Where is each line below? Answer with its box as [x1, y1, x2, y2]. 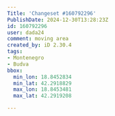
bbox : [7, 67, 23, 74]
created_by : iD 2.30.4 [7, 42, 72, 48]
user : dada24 [7, 29, 44, 36]
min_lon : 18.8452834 [13, 73, 72, 81]
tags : [7, 48, 23, 55]
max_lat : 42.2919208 [13, 93, 72, 100]
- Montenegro [7, 55, 44, 61]
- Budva [7, 61, 29, 68]
